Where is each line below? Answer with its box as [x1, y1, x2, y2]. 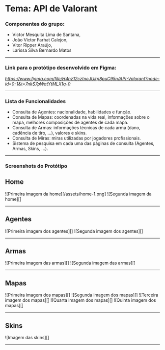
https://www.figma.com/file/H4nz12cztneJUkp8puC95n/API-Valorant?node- [5, 75, 160, 81]
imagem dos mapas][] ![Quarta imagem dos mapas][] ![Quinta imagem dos [5, 297, 156, 303]
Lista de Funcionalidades [5, 98, 66, 105]
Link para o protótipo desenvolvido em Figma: [5, 65, 117, 71]
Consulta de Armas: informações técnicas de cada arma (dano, [12, 125, 141, 131]
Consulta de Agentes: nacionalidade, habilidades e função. [12, 109, 132, 115]
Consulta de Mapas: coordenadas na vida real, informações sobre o [12, 114, 150, 120]
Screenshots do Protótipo [5, 163, 68, 169]
